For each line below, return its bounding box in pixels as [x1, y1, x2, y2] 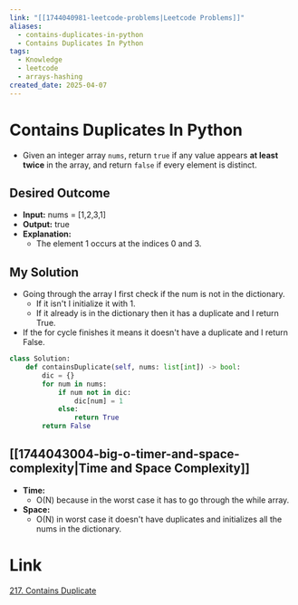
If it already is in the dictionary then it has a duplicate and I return [35, 308, 279, 319]
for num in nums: [42, 379, 107, 389]
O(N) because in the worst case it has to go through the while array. [35, 495, 290, 505]
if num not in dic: [57, 388, 131, 397]
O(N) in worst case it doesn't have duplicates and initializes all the [35, 514, 283, 524]
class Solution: [9, 354, 71, 363]
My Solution [9, 264, 80, 280]
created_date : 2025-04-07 [9, 81, 107, 90]
